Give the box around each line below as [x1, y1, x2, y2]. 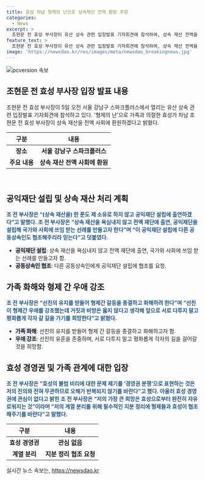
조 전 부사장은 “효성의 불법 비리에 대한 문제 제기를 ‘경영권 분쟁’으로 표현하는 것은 [6, 380, 195, 387]
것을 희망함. [15, 343, 44, 350]
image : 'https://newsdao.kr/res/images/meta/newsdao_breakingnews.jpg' [6, 49, 192, 55]
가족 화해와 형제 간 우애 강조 [6, 282, 105, 292]
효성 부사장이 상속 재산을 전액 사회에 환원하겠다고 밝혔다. [24, 119, 160, 126]
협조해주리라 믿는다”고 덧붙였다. [32, 234, 109, 241]
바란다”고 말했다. [27, 411, 68, 418]
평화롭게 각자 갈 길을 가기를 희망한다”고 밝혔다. [6, 315, 117, 322]
